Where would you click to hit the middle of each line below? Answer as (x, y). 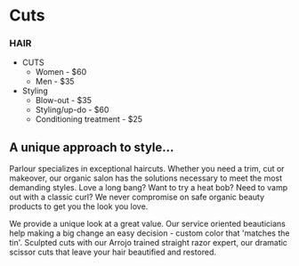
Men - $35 (55, 82)
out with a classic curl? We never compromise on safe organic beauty (137, 197)
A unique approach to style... (92, 147)
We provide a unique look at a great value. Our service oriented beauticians (148, 224)
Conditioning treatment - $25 (89, 119)
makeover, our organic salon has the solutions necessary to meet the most (146, 178)
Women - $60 (61, 72)
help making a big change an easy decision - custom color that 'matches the (149, 233)
